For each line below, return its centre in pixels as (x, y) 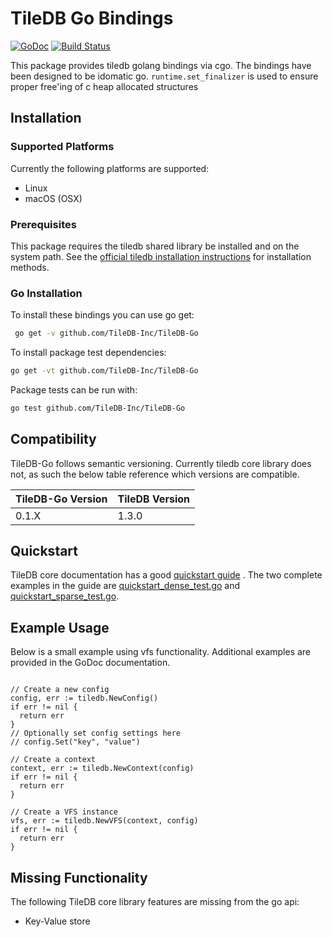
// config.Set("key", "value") (75, 742)
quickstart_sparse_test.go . (65, 596)
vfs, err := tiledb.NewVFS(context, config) (104, 821)
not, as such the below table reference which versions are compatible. (155, 474)
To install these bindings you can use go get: (102, 315)
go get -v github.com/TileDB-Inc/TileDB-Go (106, 333)
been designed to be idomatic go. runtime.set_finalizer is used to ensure (164, 76)
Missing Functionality (79, 877)
